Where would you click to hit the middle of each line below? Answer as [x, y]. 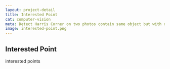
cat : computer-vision [28, 19]
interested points [23, 61]
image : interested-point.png [36, 29]
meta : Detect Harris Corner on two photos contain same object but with [83, 24]
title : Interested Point [31, 15]
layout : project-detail [30, 10]
